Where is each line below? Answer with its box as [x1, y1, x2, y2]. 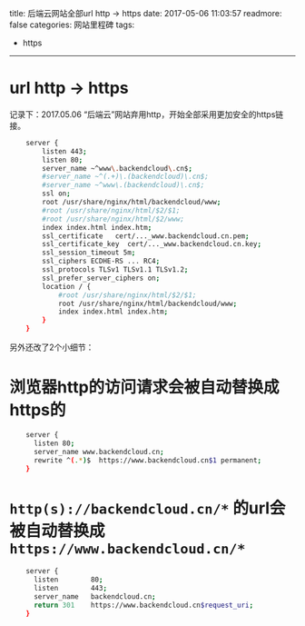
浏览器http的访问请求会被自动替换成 [9, 377, 280, 398]
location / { [42, 282, 92, 291]
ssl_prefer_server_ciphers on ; [42, 273, 161, 283]
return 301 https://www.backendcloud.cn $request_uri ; [33, 601, 254, 610]
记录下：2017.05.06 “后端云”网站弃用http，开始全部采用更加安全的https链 [9, 108, 284, 120]
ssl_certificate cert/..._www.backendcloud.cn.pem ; [42, 231, 250, 241]
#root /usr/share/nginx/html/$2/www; [42, 214, 184, 224]
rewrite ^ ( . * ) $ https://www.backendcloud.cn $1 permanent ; [33, 455, 261, 465]
